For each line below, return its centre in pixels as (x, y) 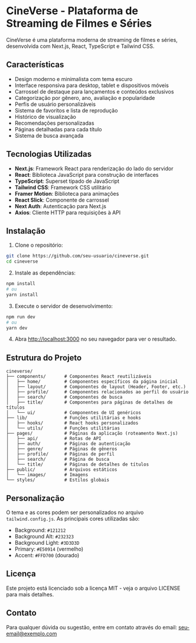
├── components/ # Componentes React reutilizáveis (79, 377)
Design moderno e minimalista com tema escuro (73, 79)
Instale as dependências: (45, 273)
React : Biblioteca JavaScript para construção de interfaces (86, 175)
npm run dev (21, 317)
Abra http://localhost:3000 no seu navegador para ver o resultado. (96, 339)
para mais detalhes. (30, 594)
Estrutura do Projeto (44, 358)
